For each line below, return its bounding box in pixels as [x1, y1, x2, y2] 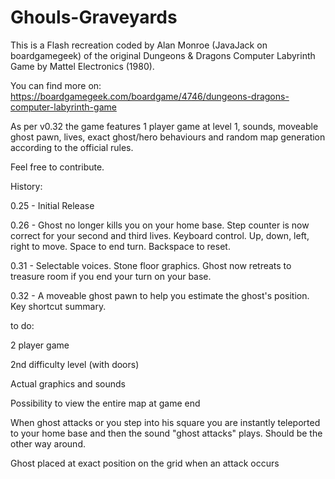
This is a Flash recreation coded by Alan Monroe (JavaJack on [10, 39, 268, 51]
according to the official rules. [10, 141, 134, 153]
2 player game [10, 339, 70, 351]
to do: [10, 319, 35, 331]
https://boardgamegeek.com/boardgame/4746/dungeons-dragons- [10, 90, 290, 102]
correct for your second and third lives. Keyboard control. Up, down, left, [10, 229, 310, 241]
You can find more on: [10, 79, 102, 91]
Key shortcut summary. [10, 300, 107, 312]
